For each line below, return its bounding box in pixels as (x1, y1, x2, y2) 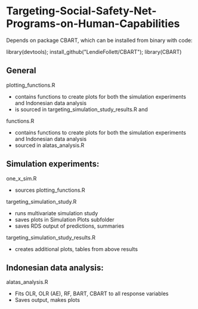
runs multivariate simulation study (14, 209, 98, 216)
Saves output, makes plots (14, 296, 81, 304)
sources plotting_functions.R (14, 186, 85, 194)
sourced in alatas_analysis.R (14, 142, 85, 149)
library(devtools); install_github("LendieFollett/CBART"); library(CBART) (6, 48, 182, 55)
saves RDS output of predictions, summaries (14, 222, 125, 230)
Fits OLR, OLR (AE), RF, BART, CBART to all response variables (14, 290, 169, 297)
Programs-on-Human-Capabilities (6, 17, 180, 30)
